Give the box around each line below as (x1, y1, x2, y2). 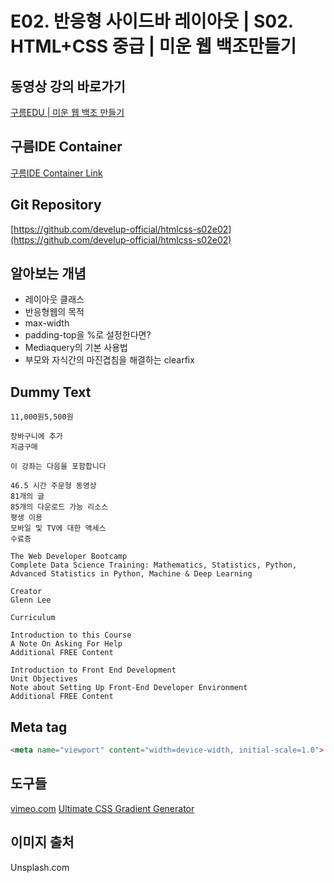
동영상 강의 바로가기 (10, 78, 126, 95)
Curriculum (10, 613, 56, 623)
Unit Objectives (10, 674, 78, 684)
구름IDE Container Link (10, 167, 103, 179)
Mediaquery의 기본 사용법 (24, 342, 128, 354)
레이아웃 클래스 (24, 293, 85, 306)
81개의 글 (10, 492, 45, 502)
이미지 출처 (10, 834, 75, 851)
